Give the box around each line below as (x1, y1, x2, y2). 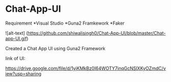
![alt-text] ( (5, 30, 28, 36)
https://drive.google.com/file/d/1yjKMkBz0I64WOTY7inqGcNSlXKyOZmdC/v (5, 65, 166, 71)
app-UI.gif (5, 35, 27, 42)
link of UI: (5, 55, 26, 61)
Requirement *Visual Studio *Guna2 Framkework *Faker (5, 20, 125, 26)
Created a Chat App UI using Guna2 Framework (5, 45, 106, 51)
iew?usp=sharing (5, 70, 42, 77)
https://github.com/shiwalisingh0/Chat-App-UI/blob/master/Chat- (28, 30, 166, 36)
